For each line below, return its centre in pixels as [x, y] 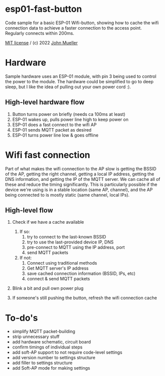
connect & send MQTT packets [58, 279]
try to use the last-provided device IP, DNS [70, 242]
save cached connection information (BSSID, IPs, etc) [81, 273]
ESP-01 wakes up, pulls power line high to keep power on [70, 119]
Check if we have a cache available [48, 222]
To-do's [21, 318]
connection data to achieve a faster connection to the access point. [73, 28]
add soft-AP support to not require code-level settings [67, 352]
